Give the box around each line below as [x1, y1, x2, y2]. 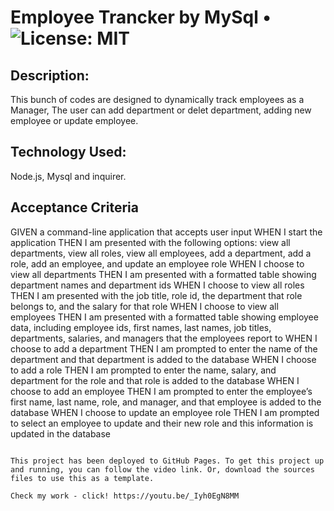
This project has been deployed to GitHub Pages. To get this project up [10, 456, 325, 466]
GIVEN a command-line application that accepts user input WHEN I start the [10, 226, 323, 238]
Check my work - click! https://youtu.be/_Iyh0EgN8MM [10, 491, 240, 501]
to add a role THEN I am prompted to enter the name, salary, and [10, 364, 277, 376]
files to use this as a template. [10, 473, 155, 483]
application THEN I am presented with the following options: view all [10, 236, 291, 248]
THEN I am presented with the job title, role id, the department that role [10, 289, 303, 301]
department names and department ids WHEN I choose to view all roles [10, 279, 305, 291]
